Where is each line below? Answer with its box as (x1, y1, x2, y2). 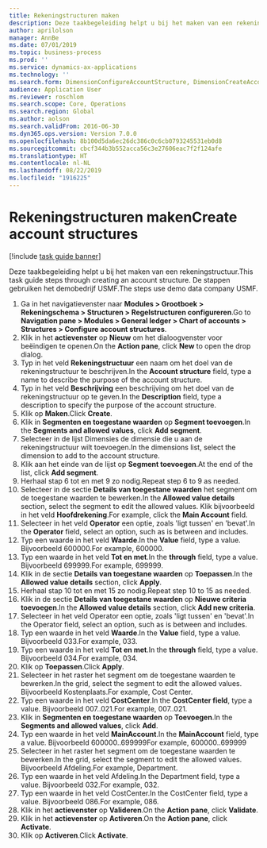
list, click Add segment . (20, 468, 99, 477)
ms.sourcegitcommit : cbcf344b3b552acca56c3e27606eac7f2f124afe (9, 145, 223, 152)
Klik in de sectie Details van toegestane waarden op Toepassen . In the (20, 569, 253, 578)
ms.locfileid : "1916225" (9, 174, 91, 183)
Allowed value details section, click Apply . (20, 577, 162, 587)
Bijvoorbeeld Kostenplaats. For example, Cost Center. (20, 687, 193, 696)
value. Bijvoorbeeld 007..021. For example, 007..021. (20, 703, 188, 713)
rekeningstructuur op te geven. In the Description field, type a (20, 391, 222, 401)
